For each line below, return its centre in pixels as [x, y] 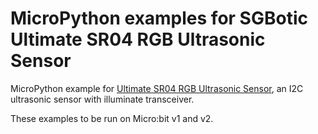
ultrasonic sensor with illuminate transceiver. [102, 99]
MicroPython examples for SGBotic [159, 18]
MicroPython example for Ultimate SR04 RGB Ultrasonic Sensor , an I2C [157, 88]
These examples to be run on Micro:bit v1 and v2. [112, 118]
